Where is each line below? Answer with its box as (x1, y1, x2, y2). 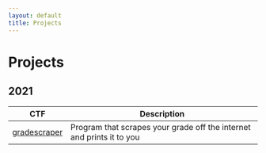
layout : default (8, 11, 62, 20)
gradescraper (12, 126, 63, 137)
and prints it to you (70, 132, 140, 143)
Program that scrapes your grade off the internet (70, 121, 251, 132)
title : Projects (8, 19, 62, 27)
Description (139, 108, 185, 119)
